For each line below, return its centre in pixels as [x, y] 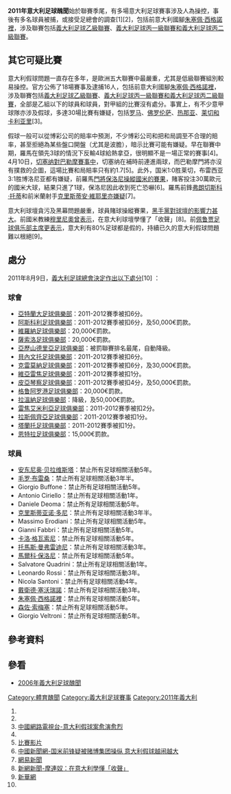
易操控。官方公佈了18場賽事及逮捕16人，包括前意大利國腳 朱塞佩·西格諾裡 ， [114, 87]
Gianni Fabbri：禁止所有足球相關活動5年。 [77, 530]
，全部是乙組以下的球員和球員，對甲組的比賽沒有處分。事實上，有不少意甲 [119, 104]
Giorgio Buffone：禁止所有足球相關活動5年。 [81, 487]
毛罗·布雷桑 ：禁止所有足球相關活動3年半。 [77, 478]
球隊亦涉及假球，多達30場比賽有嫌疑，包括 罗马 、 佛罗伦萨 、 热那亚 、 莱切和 [114, 112]
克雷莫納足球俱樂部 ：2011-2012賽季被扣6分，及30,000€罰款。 [106, 365]
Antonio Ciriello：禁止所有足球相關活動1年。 [80, 496]
